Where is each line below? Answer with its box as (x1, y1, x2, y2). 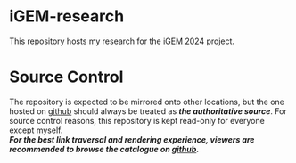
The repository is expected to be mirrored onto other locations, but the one (9, 96, 285, 107)
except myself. (9, 125, 63, 135)
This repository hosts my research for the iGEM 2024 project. (9, 36, 234, 46)
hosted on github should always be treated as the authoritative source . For (9, 105, 287, 117)
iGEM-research (9, 6, 125, 27)
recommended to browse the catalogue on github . (9, 143, 200, 154)
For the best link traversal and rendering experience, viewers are (9, 134, 255, 144)
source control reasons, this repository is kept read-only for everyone (9, 115, 265, 126)
